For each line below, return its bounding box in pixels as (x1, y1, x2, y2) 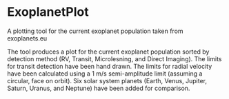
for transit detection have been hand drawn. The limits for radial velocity (7, 62, 212, 70)
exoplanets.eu (7, 34, 48, 42)
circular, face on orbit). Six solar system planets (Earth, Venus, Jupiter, (7, 76, 208, 85)
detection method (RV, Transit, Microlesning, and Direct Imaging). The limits (7, 54, 222, 63)
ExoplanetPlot (7, 4, 89, 20)
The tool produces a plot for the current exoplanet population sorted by (7, 47, 210, 56)
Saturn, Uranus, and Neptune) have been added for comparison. (7, 84, 190, 92)
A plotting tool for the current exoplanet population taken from (7, 27, 184, 35)
